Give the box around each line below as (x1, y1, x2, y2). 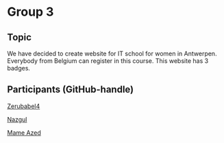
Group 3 (7, 4, 54, 20)
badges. (7, 64, 31, 72)
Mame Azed (7, 128, 41, 137)
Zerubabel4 (7, 102, 40, 110)
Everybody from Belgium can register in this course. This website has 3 (7, 57, 209, 65)
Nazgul (7, 115, 27, 123)
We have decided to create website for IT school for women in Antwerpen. (7, 49, 217, 57)
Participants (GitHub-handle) (7, 83, 134, 96)
